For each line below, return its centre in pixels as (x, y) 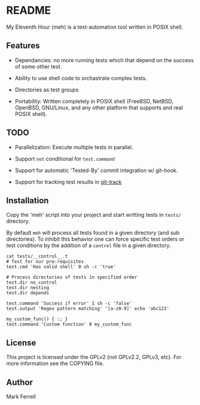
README (29, 10)
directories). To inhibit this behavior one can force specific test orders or (95, 239)
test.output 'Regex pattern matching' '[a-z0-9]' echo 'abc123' (88, 309)
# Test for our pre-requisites (45, 262)
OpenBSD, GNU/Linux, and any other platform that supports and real (99, 108)
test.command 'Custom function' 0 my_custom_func (69, 324)
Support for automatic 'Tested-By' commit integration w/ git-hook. (96, 170)
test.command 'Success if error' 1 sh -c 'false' (69, 303)
